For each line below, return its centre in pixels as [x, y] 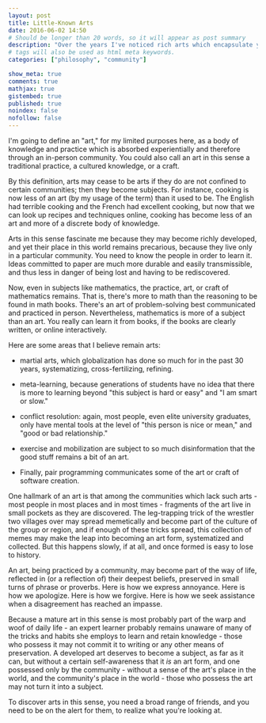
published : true [35, 104]
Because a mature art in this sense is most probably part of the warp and [127, 619]
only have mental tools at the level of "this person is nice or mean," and [135, 425]
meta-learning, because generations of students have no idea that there [137, 384]
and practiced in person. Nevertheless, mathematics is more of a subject [127, 313]
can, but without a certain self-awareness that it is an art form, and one [124, 661]
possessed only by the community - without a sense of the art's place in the [132, 670]
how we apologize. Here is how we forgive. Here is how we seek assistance [132, 596]
